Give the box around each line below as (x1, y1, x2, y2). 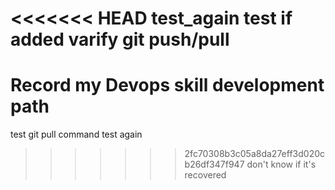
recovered (184, 169, 227, 181)
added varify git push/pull (10, 28, 230, 51)
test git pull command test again (10, 128, 143, 141)
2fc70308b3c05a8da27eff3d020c (184, 148, 326, 160)
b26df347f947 (184, 158, 245, 171)
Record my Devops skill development (10, 74, 325, 97)
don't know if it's (246, 158, 317, 171)
